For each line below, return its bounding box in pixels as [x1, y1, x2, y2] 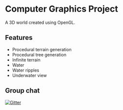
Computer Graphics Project [5, 3, 118, 15]
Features [5, 34, 33, 42]
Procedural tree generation [12, 52, 67, 57]
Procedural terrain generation [12, 46, 72, 52]
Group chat [5, 87, 40, 95]
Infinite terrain [12, 57, 41, 63]
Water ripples [12, 67, 40, 73]
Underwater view [12, 72, 47, 78]
